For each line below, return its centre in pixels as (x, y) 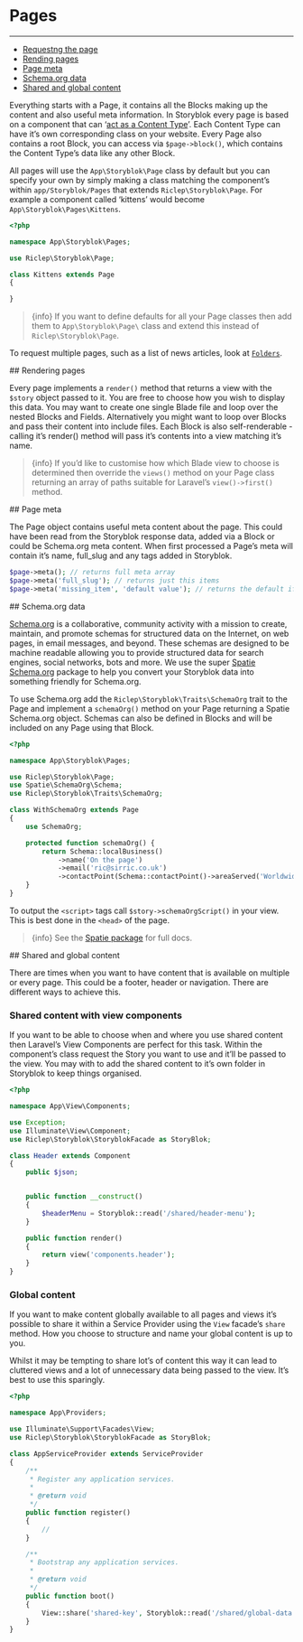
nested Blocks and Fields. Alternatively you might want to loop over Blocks (148, 417)
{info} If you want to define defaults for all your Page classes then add (161, 316)
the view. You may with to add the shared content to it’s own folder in (138, 1064)
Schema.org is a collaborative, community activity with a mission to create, (148, 623)
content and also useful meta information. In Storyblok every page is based (149, 115)
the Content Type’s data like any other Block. (92, 153)
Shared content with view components (96, 1015)
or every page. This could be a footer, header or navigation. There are (139, 982)
